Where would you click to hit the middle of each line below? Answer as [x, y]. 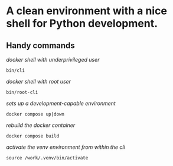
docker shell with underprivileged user [53, 60]
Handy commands [40, 45]
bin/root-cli [22, 92]
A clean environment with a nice [86, 11]
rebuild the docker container [41, 125]
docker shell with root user [39, 82]
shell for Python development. [82, 23]
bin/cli [16, 71]
